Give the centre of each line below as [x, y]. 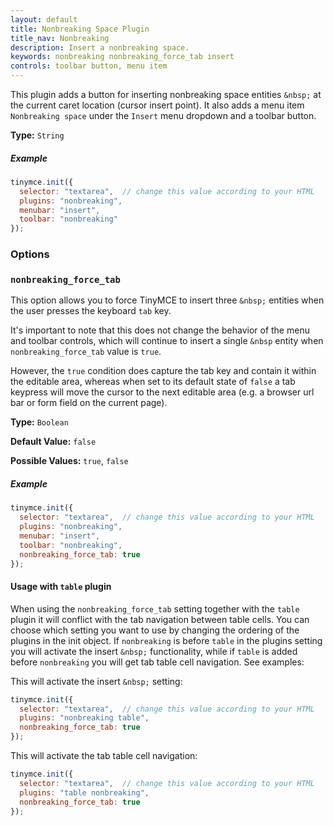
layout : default [44, 19]
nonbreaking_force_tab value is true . [86, 352]
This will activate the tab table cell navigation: [104, 756]
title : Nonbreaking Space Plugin [80, 29]
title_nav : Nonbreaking [60, 38]
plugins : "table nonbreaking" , [84, 792]
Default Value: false [53, 442]
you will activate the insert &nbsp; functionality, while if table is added [154, 651]
